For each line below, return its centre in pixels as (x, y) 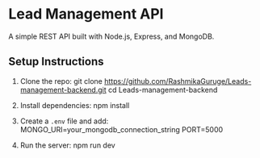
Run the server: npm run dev (67, 145)
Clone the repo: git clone (61, 81)
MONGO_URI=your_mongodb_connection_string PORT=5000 (122, 129)
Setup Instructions (56, 62)
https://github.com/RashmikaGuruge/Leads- (178, 81)
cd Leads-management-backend (163, 89)
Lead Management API (86, 14)
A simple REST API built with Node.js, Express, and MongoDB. (111, 36)
